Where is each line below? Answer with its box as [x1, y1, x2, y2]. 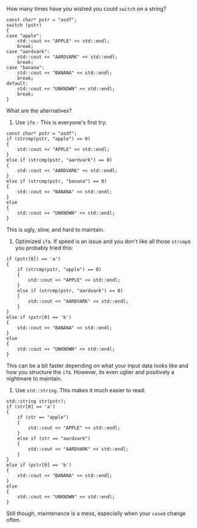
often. [6, 516, 21, 523]
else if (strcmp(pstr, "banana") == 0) [6, 178, 107, 184]
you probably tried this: [15, 244, 74, 251]
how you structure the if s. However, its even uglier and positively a [6, 369, 175, 375]
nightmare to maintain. [6, 375, 62, 382]
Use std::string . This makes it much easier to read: [15, 387, 146, 393]
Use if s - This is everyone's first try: [15, 119, 107, 126]
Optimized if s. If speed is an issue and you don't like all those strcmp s [15, 238, 191, 245]
